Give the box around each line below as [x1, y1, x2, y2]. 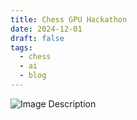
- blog [19, 71, 47, 81]
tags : [10, 42, 33, 53]
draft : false [10, 33, 65, 43]
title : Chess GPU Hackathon [10, 14, 128, 25]
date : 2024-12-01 [10, 24, 83, 34]
